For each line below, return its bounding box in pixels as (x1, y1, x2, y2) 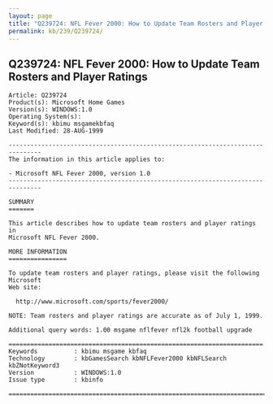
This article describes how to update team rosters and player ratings (8, 219, 256, 228)
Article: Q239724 (8, 91, 67, 100)
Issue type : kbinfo (8, 376, 104, 384)
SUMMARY (8, 198, 35, 206)
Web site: (8, 284, 42, 292)
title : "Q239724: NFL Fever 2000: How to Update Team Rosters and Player (8, 20, 264, 28)
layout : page (8, 11, 53, 20)
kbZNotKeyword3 (8, 362, 60, 370)
